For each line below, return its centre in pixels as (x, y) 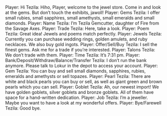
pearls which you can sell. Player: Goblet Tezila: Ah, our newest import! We (82, 87)
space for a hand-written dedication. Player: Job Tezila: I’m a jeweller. (77, 97)
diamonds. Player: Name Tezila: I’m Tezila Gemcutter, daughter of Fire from (82, 23)
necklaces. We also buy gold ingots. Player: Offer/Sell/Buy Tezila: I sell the (81, 44)
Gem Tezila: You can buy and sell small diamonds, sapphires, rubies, (76, 71)
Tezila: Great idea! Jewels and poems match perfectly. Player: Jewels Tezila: (83, 34)
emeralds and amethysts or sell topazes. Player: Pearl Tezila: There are (78, 76)
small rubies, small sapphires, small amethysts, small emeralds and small (80, 18)
